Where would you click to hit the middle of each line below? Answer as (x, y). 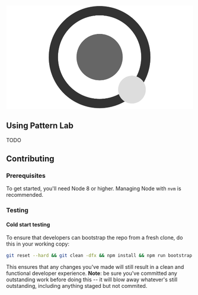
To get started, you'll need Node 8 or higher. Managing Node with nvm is (94, 189)
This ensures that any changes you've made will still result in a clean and (95, 267)
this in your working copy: (38, 244)
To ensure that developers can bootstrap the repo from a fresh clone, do (95, 238)
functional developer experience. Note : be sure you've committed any (92, 274)
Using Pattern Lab (40, 126)
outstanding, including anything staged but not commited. (77, 286)
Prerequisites (26, 175)
